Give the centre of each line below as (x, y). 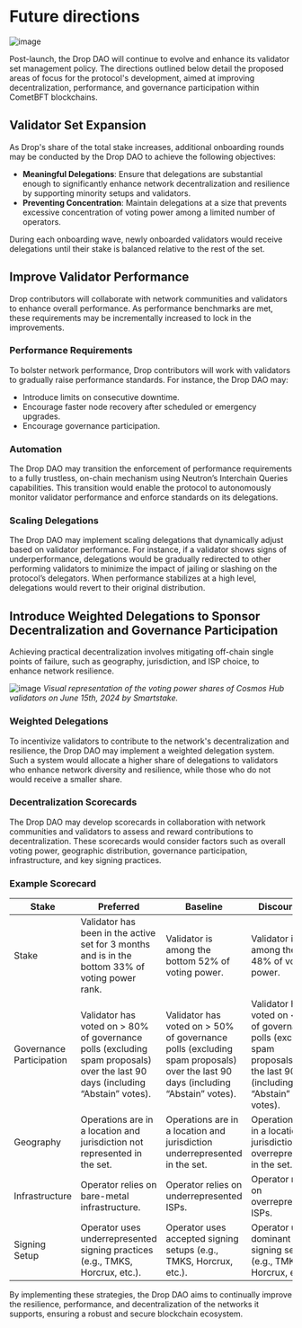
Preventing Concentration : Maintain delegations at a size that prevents (155, 202)
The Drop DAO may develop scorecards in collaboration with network (138, 822)
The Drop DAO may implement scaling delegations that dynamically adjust (147, 540)
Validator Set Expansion (78, 125)
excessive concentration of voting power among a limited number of (149, 212)
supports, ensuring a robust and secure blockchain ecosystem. (126, 1314)
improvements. (37, 327)
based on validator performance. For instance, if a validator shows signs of (148, 549)
